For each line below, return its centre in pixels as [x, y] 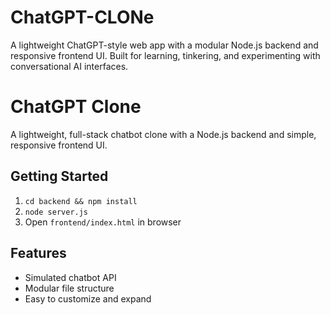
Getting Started [59, 176]
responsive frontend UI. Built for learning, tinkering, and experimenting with [165, 55]
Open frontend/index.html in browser [103, 222]
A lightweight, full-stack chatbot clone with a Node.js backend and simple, [163, 134]
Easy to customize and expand [88, 298]
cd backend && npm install [81, 201]
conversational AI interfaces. [69, 66]
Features [38, 253]
